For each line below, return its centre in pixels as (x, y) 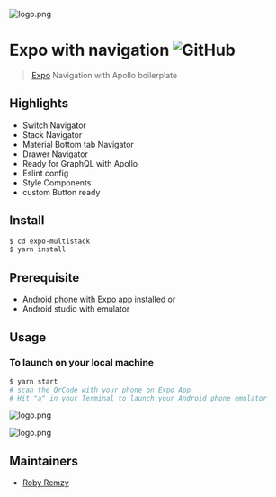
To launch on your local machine (82, 363)
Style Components (57, 182)
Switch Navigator (54, 125)
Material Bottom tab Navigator (78, 144)
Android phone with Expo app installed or (99, 299)
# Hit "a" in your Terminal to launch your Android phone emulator (138, 398)
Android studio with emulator (76, 309)
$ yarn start (34, 381)
